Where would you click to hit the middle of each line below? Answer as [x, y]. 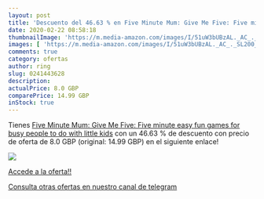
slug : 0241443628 [37, 74]
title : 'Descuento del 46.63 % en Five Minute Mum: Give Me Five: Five [128, 23]
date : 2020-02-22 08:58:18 [52, 30]
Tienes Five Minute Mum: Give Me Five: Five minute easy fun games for [124, 125]
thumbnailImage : [35, 37]
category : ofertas [38, 60]
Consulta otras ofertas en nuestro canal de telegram [93, 187]
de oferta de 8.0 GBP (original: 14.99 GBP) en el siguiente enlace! [114, 142]
